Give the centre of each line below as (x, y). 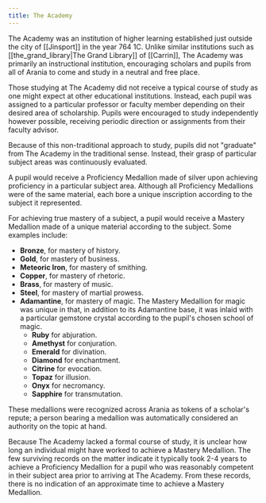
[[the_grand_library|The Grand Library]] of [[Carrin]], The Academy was (126, 55)
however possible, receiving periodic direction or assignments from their (127, 121)
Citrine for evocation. (67, 368)
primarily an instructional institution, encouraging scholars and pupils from (130, 64)
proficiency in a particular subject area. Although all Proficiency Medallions (131, 186)
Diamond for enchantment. (76, 360)
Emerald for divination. (69, 351)
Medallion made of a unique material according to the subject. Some (120, 226)
